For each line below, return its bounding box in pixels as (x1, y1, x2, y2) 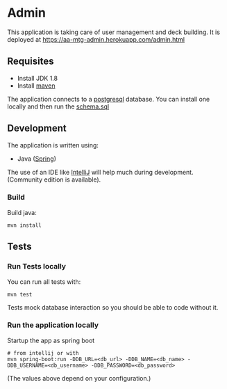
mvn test (7, 291, 33, 298)
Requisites (7, 56, 54, 68)
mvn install (7, 221, 42, 229)
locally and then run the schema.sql (7, 102, 110, 111)
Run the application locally (7, 320, 99, 330)
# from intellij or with (7, 349, 79, 356)
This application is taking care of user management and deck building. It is (7, 28, 221, 36)
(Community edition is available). (7, 175, 101, 184)
